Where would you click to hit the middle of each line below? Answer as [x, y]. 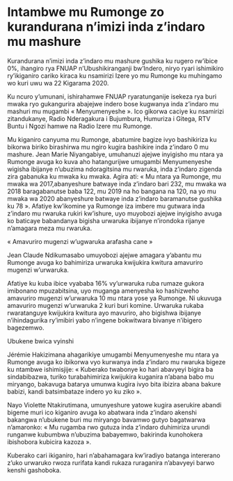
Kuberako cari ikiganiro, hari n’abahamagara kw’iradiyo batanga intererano [114, 455]
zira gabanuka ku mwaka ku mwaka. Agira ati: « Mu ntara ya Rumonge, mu [114, 176]
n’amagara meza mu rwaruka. [50, 228]
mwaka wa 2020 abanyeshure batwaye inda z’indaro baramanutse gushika [115, 198]
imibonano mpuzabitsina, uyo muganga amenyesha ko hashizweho [103, 291]
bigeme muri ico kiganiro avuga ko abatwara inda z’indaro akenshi [102, 412]
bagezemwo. [26, 327]
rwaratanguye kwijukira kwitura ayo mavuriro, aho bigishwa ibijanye [104, 313]
